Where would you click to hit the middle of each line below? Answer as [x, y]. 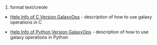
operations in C [26, 22]
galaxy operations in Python [39, 37]
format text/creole [29, 7]
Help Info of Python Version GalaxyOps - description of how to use [79, 32]
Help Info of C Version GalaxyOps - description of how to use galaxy [81, 17]
